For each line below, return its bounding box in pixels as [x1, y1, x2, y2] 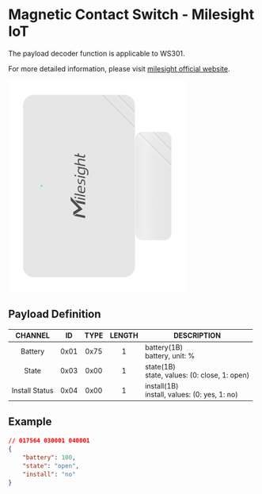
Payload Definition [8, 308, 101, 321]
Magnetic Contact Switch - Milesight [8, 6, 255, 24]
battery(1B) [145, 343, 184, 352]
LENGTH [109, 331, 139, 340]
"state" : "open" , [22, 461, 80, 469]
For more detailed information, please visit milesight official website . [8, 63, 230, 73]
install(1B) [145, 381, 179, 390]
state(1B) [145, 362, 177, 371]
